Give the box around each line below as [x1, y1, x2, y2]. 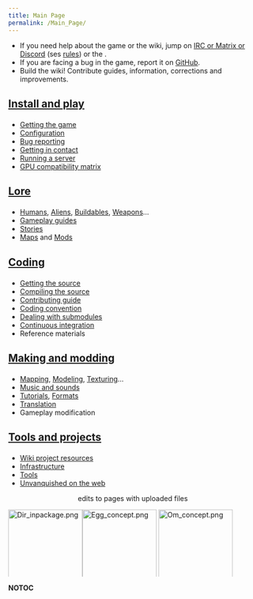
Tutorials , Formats [19, 391, 79, 401]
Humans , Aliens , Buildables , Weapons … [19, 207, 149, 217]
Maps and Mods [19, 232, 73, 242]
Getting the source [19, 278, 81, 288]
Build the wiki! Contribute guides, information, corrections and [19, 66, 223, 75]
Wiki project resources [19, 454, 93, 463]
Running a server [19, 153, 76, 163]
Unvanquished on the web [19, 479, 106, 488]
